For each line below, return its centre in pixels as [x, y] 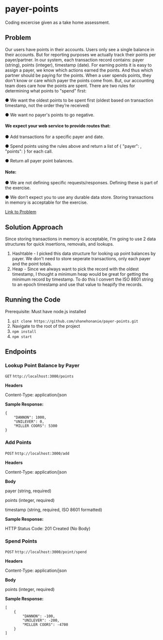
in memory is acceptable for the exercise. [47, 202]
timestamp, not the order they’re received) [47, 105]
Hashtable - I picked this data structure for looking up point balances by [84, 253]
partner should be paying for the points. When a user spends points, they [78, 75]
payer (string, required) [28, 491]
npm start [22, 337]
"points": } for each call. [29, 151]
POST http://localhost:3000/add [37, 453]
